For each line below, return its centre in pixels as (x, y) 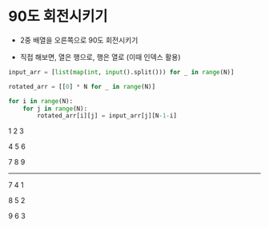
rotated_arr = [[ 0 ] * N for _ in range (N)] (82, 86)
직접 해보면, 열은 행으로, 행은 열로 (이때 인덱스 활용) (100, 57)
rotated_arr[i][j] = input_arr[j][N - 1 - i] (107, 116)
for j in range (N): (55, 109)
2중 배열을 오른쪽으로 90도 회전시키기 (79, 40)
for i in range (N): (41, 101)
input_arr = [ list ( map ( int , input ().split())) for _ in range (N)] (121, 72)
